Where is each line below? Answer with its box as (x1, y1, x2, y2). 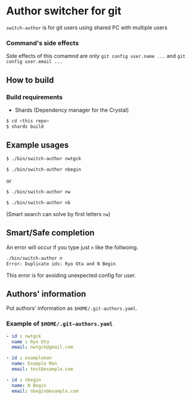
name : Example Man (11, 361, 58, 367)
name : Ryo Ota (11, 339, 50, 344)
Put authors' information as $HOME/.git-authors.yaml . (6, 304, 137, 312)
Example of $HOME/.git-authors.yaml (6, 319, 113, 328)
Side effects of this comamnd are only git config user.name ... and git (6, 53, 186, 60)
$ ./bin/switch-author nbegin (6, 167, 82, 173)
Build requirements (6, 93, 63, 101)
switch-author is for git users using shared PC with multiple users (6, 24, 168, 31)
